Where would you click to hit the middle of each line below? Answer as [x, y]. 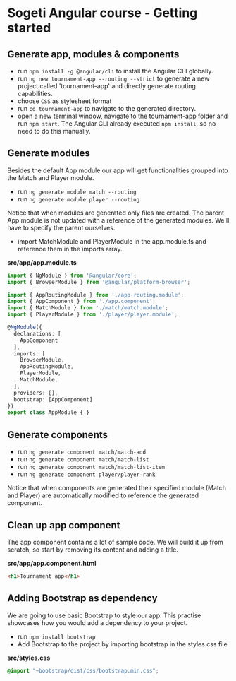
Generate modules [49, 153]
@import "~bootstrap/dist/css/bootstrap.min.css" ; [83, 670]
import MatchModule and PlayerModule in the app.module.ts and [112, 241]
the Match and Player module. [51, 177]
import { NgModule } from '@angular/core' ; [72, 276]
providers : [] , [36, 393]
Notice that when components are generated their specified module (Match [117, 488]
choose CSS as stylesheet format [64, 101]
